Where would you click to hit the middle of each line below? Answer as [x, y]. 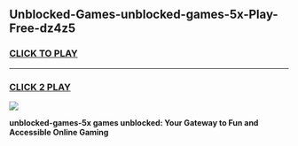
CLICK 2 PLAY [40, 87]
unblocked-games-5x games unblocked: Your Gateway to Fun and [134, 122]
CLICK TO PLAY [43, 54]
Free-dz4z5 [43, 29]
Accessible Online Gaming [59, 132]
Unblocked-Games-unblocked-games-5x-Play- [144, 15]
